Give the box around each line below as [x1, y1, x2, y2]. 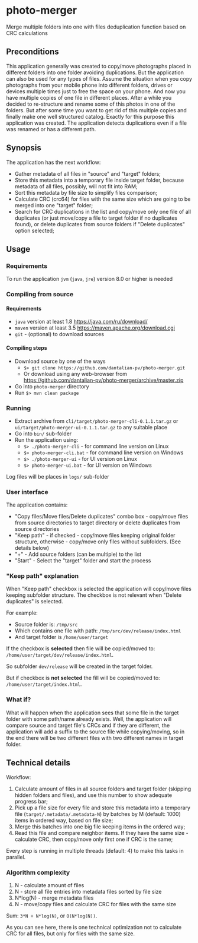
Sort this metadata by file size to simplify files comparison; [14, 189, 158, 196]
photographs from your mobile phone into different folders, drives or [6, 81, 173, 88]
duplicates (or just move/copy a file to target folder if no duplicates [14, 214, 177, 221]
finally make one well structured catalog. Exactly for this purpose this [6, 113, 174, 120]
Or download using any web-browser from [23, 370, 128, 377]
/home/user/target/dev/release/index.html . [6, 651, 114, 659]
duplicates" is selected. [6, 598, 63, 605]
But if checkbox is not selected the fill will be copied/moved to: [6, 675, 161, 682]
